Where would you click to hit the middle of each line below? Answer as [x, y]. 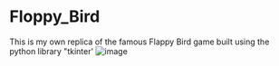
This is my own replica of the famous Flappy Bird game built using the [139, 42]
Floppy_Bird [55, 17]
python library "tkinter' [52, 51]
